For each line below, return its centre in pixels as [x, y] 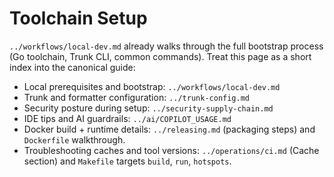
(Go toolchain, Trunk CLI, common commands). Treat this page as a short [160, 56]
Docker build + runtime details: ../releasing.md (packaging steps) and [169, 129]
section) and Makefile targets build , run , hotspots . [127, 161]
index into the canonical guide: [72, 67]
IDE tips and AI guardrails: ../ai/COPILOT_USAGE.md [127, 118]
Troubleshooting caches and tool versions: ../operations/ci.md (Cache [171, 150]
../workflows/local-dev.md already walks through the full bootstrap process [166, 46]
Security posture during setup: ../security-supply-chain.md [148, 108]
